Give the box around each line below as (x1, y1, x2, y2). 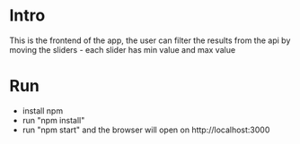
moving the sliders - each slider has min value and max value (9, 44, 236, 55)
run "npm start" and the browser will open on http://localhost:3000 (22, 124, 270, 135)
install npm (22, 105, 64, 116)
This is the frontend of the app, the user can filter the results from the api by (9, 35, 291, 46)
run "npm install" (22, 114, 85, 125)
